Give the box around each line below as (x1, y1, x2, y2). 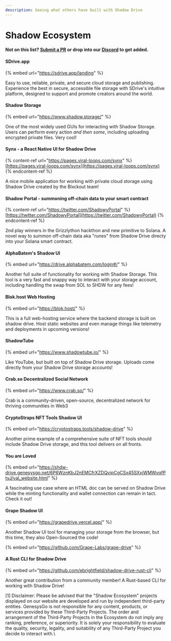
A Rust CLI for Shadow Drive (5, 556, 66, 562)
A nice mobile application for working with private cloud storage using (5, 178, 153, 185)
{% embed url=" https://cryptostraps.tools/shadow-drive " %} (5, 426, 133, 432)
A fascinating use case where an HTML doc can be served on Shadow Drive (5, 485, 166, 491)
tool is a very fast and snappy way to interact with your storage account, (5, 277, 157, 283)
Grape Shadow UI (5, 508, 43, 514)
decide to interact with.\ (5, 630, 56, 636)
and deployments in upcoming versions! (5, 326, 89, 332)
